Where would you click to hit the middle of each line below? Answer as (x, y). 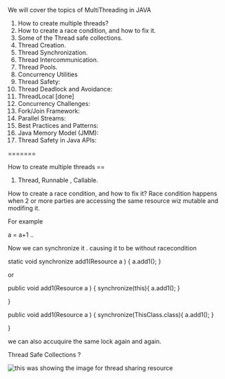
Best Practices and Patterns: (58, 126)
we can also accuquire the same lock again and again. (85, 341)
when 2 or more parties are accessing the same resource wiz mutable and (113, 201)
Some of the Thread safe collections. (70, 38)
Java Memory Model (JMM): (58, 133)
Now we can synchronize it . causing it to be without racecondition (102, 248)
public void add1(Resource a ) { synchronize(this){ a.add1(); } (94, 288)
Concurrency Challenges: (54, 104)
